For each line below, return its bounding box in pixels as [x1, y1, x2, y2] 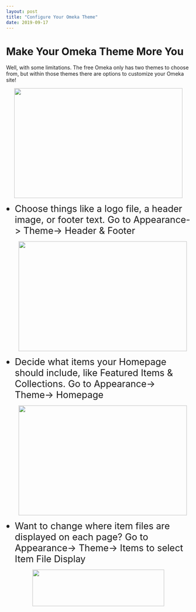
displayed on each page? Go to [14, 531, 149, 543]
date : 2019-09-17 [6, 19, 49, 25]
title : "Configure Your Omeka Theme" [6, 14, 98, 20]
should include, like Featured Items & [14, 367, 174, 379]
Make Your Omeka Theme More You [6, 45, 184, 58]
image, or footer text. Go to [14, 214, 131, 226]
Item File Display [14, 553, 86, 565]
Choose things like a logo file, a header [14, 203, 183, 215]
